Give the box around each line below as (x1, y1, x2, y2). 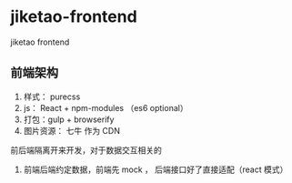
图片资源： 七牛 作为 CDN (23, 125, 121, 136)
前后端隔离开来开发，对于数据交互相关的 (10, 144, 162, 156)
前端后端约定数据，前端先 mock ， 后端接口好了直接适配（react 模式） (23, 164, 288, 175)
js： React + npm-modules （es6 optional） (23, 102, 189, 113)
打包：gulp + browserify (23, 114, 115, 125)
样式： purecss (23, 91, 81, 102)
